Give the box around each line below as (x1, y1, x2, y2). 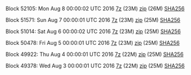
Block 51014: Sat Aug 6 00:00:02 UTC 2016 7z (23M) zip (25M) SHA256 (5, 28, 181, 35)
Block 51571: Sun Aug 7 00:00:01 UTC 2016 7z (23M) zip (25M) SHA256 (5, 17, 181, 23)
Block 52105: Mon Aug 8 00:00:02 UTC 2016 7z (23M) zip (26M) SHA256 (5, 5, 184, 12)
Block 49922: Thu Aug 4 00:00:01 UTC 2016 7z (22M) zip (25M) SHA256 (5, 51, 184, 58)
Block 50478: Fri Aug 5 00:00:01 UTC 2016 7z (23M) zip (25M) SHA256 (5, 40, 180, 46)
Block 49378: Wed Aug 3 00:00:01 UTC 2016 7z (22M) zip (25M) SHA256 (5, 62, 185, 69)
